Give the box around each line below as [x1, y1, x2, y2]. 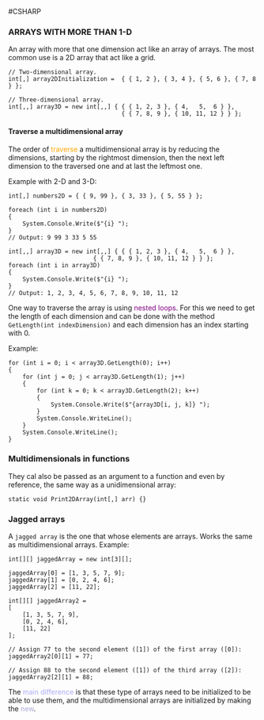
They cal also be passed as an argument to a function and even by [8, 471, 225, 481]
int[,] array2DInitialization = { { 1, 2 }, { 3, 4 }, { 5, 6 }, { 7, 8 [8, 75, 257, 83]
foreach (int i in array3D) [8, 261, 101, 269]
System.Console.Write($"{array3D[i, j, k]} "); [50, 400, 211, 408]
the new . [8, 704, 36, 714]
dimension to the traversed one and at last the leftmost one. [8, 161, 203, 170]
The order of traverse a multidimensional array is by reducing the [8, 144, 220, 154]
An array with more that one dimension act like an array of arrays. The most [8, 44, 255, 54]
